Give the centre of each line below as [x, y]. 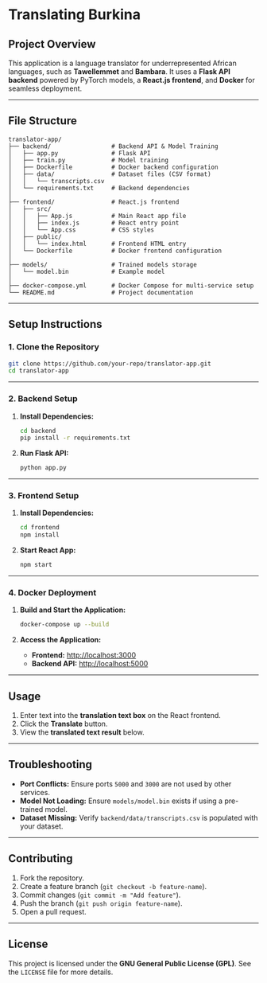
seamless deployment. [45, 88]
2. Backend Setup [43, 399]
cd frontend [39, 528]
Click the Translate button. [64, 724]
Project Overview [52, 44]
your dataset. [41, 826]
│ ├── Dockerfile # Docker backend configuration [113, 167]
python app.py [43, 468]
